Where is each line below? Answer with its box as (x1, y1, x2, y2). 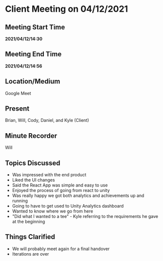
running (12, 198, 28, 204)
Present (5, 104, 30, 113)
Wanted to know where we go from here (12, 208, 94, 214)
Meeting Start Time (5, 23, 65, 31)
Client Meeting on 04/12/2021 (5, 3, 128, 15)
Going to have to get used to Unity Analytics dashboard (12, 203, 124, 209)
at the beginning (12, 219, 45, 225)
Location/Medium (5, 77, 61, 86)
